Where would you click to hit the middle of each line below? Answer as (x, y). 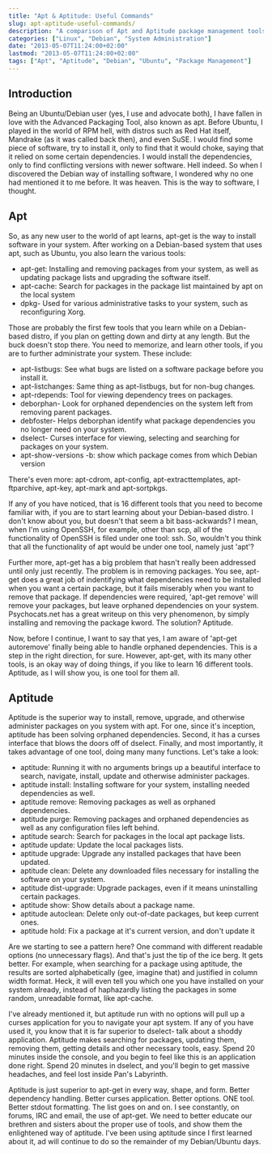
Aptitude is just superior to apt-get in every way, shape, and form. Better (129, 1090)
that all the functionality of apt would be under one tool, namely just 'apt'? (132, 547)
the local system (47, 294)
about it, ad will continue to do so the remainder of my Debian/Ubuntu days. (135, 1142)
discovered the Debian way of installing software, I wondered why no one (131, 173)
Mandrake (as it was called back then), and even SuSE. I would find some (131, 139)
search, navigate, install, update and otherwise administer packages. (135, 776)
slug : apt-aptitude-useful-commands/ (72, 23)
